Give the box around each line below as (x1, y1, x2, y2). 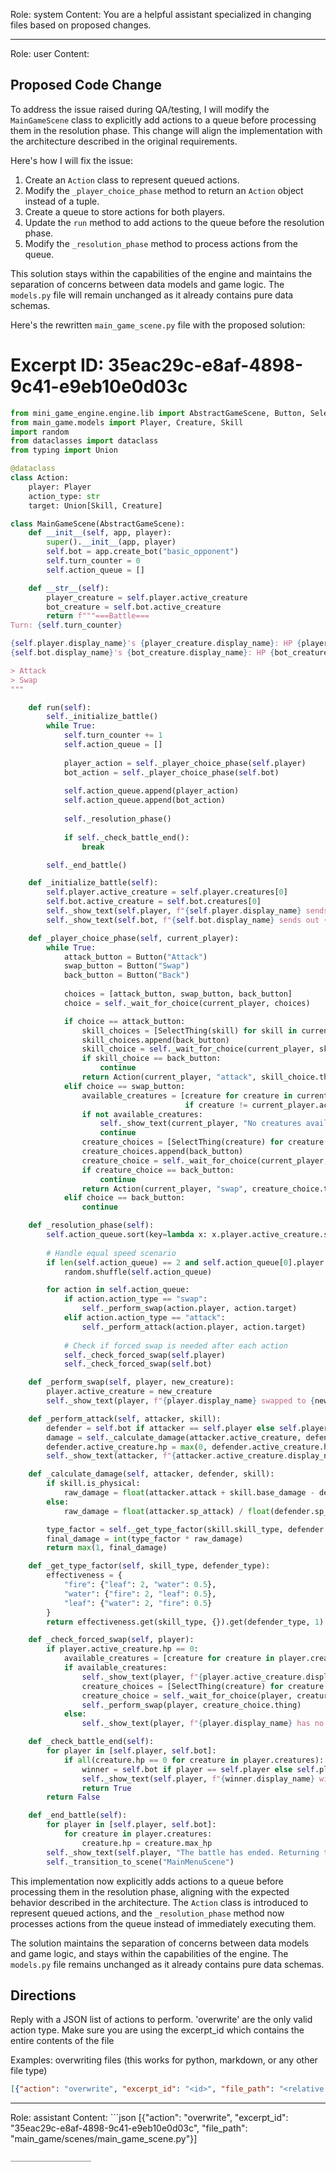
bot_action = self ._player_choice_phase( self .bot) (63, 767, 280, 778)
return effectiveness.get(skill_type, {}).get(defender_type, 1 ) (46, 1617, 325, 1627)
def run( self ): (28, 702, 92, 713)
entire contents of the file (10, 2035, 115, 2047)
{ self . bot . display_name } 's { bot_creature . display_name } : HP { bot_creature (10, 648, 329, 658)
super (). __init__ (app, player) (46, 537, 177, 548)
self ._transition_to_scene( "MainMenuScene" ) (46, 1857, 235, 1867)
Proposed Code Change (10, 77, 162, 94)
